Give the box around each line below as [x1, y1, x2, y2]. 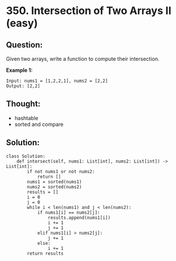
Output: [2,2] [6, 83, 41, 89]
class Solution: [6, 153, 45, 159]
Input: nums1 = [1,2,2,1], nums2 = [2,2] [6, 78, 108, 84]
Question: [6, 40, 43, 50]
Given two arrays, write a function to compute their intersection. [6, 56, 160, 62]
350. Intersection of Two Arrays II [6, 4, 172, 18]
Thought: [6, 99, 41, 109]
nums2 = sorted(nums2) [27, 184, 82, 190]
